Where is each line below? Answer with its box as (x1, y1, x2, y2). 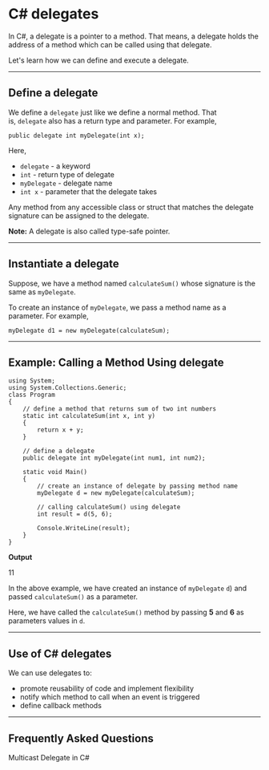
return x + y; (37, 426, 84, 434)
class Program (8, 391, 56, 399)
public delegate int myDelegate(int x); (8, 132, 146, 140)
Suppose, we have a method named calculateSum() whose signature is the (8, 278, 256, 288)
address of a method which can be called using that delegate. (8, 39, 212, 49)
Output (8, 553, 33, 562)
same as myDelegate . (8, 286, 76, 297)
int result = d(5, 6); (37, 510, 113, 518)
